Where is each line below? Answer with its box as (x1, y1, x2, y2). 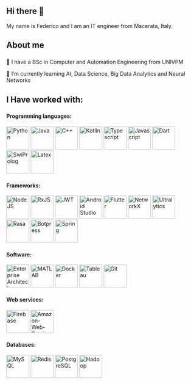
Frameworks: (6, 181, 41, 189)
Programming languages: (6, 112, 72, 120)
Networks (6, 77, 31, 84)
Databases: (6, 341, 36, 349)
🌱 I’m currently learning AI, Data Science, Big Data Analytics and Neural (6, 70, 186, 78)
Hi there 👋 (6, 6, 44, 16)
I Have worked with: (6, 94, 83, 104)
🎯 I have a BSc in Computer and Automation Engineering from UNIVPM (6, 59, 184, 66)
